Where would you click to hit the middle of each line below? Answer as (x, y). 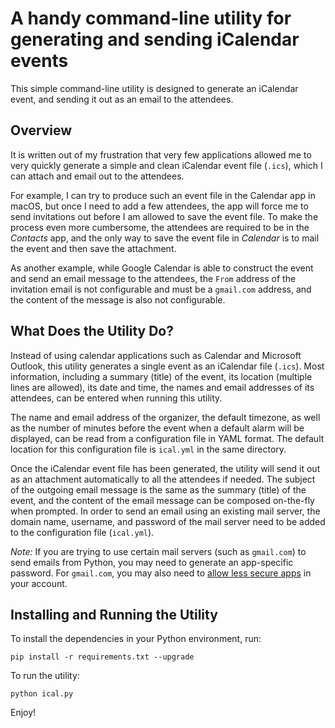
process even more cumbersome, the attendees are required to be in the (160, 227)
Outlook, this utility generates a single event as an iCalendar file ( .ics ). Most (167, 366)
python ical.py (42, 694)
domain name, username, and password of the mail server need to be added (168, 521)
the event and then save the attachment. (93, 248)
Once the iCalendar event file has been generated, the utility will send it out (165, 468)
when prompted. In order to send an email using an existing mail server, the (165, 511)
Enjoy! (23, 713)
